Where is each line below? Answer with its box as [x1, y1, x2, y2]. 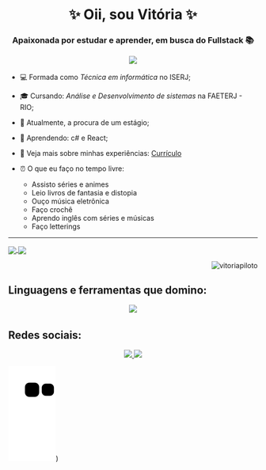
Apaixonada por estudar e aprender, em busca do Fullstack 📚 [11, 35, 255, 46]
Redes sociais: [8, 328, 82, 342]
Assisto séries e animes [31, 180, 109, 189]
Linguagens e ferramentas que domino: [8, 283, 207, 298]
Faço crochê [31, 205, 73, 214]
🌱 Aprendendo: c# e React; [19, 133, 108, 143]
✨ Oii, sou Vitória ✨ [68, 6, 198, 24]
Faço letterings [31, 222, 81, 231]
